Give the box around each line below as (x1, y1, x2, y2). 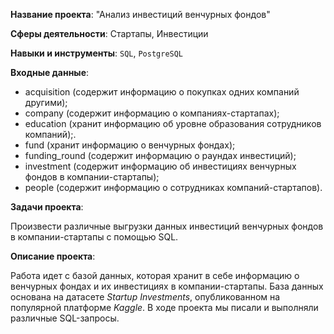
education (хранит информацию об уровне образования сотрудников (24, 118, 322, 129)
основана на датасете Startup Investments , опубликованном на (10, 291, 281, 303)
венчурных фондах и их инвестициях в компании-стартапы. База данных (10, 280, 324, 292)
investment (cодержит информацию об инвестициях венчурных (24, 160, 297, 172)
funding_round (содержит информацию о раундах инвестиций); (24, 150, 297, 161)
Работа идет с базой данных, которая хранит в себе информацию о (10, 270, 300, 281)
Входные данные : (10, 67, 90, 78)
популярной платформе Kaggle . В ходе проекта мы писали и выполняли (10, 302, 319, 313)
